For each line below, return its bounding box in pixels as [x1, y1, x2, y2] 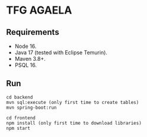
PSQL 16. [14, 61, 37, 68]
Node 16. [14, 43, 37, 50]
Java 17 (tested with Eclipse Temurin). [14, 49, 108, 56]
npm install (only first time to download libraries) [6, 120, 142, 126]
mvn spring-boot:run [6, 105, 57, 110]
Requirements [6, 27, 59, 37]
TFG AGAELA [6, 4, 72, 17]
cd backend [6, 94, 33, 100]
